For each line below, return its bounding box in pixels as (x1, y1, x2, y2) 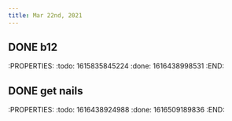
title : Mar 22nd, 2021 (8, 11, 83, 20)
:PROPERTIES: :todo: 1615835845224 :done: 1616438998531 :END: (8, 61, 225, 71)
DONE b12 (8, 41, 57, 54)
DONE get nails (8, 84, 83, 97)
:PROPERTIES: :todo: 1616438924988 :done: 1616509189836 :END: (8, 105, 226, 115)
